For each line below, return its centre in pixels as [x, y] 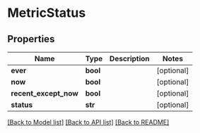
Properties [31, 39]
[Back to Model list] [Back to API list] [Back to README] [88, 122]
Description [129, 59]
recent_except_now [45, 93]
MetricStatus [47, 13]
